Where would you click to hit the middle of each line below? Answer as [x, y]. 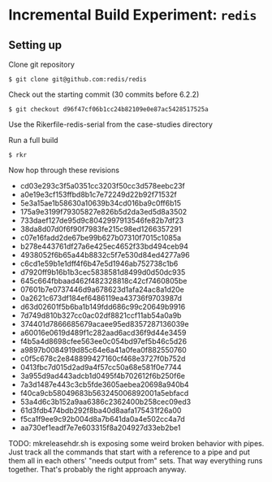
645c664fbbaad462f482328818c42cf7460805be [104, 281]
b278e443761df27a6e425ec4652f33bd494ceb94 [104, 246]
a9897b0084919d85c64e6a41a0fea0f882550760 [103, 350]
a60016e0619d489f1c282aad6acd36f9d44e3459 [103, 332]
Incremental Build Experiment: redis [133, 15]
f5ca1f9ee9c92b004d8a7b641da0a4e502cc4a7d [102, 419]
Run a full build [33, 140]
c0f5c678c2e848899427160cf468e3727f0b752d [103, 358]
